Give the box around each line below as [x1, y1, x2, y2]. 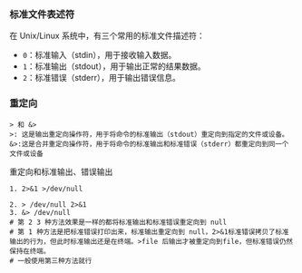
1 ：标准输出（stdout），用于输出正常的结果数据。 [22, 61, 206, 72]
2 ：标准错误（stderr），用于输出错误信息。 [22, 73, 181, 83]
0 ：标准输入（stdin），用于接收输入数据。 [22, 50, 177, 61]
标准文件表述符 [9, 7, 75, 20]
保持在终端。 [9, 247, 51, 256]
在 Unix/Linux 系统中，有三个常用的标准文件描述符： [9, 30, 206, 42]
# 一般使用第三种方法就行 [9, 256, 93, 265]
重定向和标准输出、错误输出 [9, 166, 113, 177]
